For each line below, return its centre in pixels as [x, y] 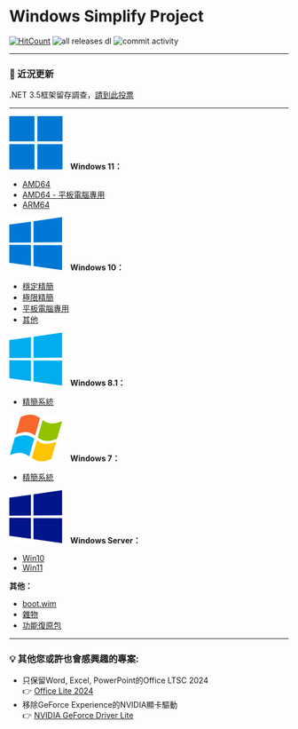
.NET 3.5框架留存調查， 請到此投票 [72, 95]
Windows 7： [95, 458]
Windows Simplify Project [106, 16]
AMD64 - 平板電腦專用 [63, 195]
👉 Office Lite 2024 [58, 691]
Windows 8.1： [98, 383]
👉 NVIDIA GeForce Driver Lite [78, 715]
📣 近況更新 [32, 74]
